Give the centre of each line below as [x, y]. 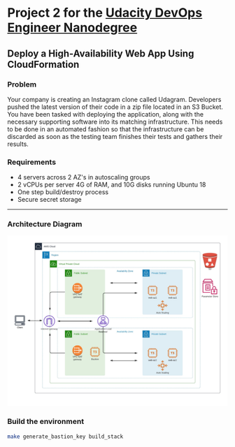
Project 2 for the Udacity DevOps [105, 13]
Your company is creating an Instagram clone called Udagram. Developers [114, 99]
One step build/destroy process [63, 192]
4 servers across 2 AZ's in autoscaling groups [84, 177]
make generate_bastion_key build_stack [65, 437]
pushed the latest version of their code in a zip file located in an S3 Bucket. [115, 107]
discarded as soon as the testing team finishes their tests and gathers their [115, 136]
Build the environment [46, 421]
